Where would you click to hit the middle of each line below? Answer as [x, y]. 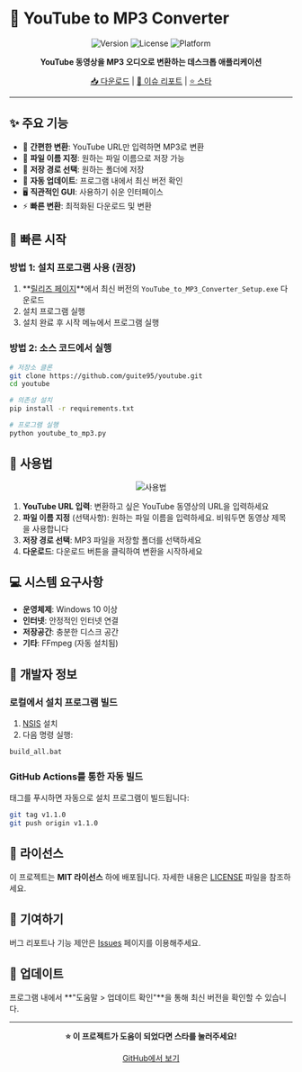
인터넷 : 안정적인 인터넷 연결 [71, 621]
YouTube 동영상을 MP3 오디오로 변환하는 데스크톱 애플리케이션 [151, 61]
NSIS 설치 [40, 724]
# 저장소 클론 [31, 367]
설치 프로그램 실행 [53, 311]
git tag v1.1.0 [38, 815]
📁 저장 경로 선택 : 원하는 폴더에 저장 [83, 169]
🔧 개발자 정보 [44, 674]
